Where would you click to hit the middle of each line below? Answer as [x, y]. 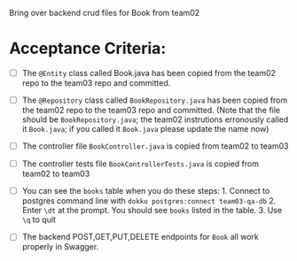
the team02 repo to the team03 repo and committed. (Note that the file [151, 111]
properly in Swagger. [60, 247]
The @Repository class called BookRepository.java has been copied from [155, 100]
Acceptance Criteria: [88, 49]
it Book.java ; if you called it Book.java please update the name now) [145, 129]
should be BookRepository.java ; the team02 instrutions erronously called [155, 119]
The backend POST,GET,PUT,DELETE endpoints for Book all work [140, 237]
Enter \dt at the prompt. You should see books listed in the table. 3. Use [152, 211]
